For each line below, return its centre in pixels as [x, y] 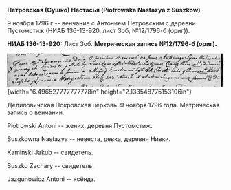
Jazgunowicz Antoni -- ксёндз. [52, 179]
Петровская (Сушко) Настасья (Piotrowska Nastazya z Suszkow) [104, 10]
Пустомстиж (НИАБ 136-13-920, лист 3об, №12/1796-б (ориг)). [99, 31]
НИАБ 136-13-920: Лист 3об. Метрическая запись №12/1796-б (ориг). [112, 44]
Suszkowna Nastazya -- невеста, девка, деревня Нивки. [89, 139]
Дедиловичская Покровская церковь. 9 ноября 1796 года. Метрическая [113, 105]
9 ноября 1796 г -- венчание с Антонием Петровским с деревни [101, 23]
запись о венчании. [36, 112]
